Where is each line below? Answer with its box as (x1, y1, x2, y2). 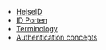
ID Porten (15, 15, 48, 25)
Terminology (15, 24, 58, 33)
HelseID (15, 7, 43, 16)
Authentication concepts (15, 32, 98, 42)
